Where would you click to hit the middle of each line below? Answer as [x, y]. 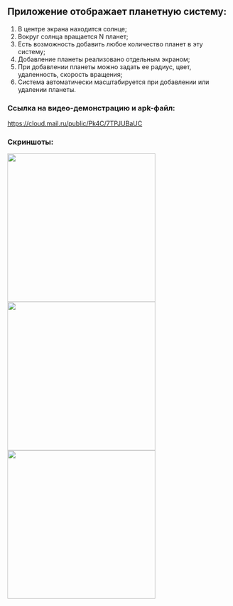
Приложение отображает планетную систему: [117, 12]
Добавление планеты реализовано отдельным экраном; [104, 59]
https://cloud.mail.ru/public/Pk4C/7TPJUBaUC [75, 123]
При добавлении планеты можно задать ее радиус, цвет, [104, 66]
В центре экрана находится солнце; [72, 29]
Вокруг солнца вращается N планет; [73, 36]
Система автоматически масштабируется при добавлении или [113, 82]
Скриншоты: [31, 142]
